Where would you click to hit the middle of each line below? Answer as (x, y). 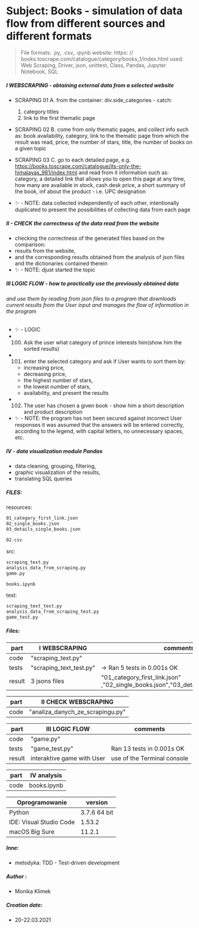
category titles (41, 112)
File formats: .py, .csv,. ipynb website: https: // (77, 52)
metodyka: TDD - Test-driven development (67, 863)
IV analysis (46, 775)
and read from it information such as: (123, 172)
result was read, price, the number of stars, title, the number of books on (103, 142)
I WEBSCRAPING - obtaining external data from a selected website (90, 85)
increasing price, (44, 368)
